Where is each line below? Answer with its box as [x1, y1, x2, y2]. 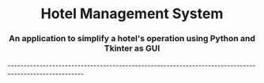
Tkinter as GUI [104, 43, 160, 54]
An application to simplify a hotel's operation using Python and [8, 33, 256, 44]
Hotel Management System [40, 5, 224, 23]
